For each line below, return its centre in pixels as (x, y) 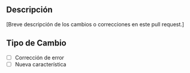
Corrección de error (40, 57)
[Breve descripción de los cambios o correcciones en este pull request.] (95, 24)
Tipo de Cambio (37, 43)
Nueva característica (40, 64)
